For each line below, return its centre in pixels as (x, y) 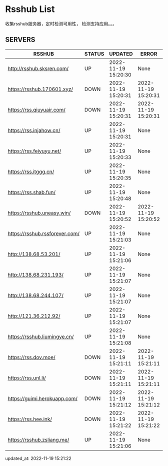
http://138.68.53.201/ (34, 254)
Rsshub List (30, 9)
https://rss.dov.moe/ (32, 357)
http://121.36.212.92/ (34, 316)
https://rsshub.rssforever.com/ (44, 233)
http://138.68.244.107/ (36, 295)
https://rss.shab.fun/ (32, 192)
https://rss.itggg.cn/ (31, 171)
